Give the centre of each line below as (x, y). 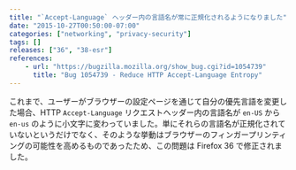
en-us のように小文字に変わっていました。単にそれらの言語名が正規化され (144, 123)
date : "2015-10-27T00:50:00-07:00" (75, 26)
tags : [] (25, 42)
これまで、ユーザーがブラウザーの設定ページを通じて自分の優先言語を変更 (144, 101)
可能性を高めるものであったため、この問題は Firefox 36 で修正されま (157, 145)
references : (31, 58)
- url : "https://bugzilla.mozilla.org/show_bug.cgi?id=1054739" (146, 67)
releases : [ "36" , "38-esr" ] (61, 50)
